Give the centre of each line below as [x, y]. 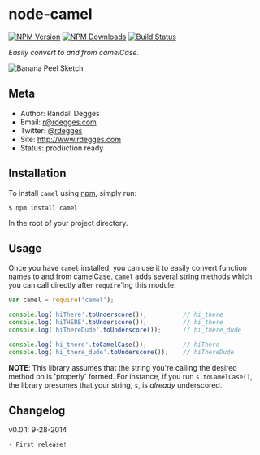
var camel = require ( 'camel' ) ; [61, 300]
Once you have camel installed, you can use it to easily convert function [128, 268]
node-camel [50, 14]
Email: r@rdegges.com [58, 122]
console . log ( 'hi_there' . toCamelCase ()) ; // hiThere [114, 344]
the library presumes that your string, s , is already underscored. [115, 385]
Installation [37, 173]
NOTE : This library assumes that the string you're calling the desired [123, 367]
